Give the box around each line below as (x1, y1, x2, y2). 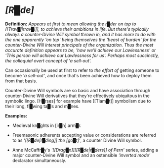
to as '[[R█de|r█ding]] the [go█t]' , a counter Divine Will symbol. (12, 137, 142, 143)
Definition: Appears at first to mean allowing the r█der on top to (5, 21, 137, 27)
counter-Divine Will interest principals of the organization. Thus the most (5, 42, 154, 48)
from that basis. (5, 78, 37, 84)
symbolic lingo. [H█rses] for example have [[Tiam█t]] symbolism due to (5, 98, 151, 104)
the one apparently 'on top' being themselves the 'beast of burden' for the (5, 37, 157, 43)
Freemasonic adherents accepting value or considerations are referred (12, 132, 157, 138)
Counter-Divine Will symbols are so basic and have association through (5, 87, 151, 93)
